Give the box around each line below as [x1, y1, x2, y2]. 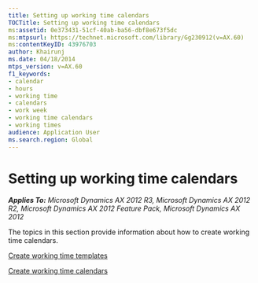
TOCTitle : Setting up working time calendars [8, 19, 160, 27]
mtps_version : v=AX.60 [8, 63, 83, 71]
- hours [8, 84, 34, 93]
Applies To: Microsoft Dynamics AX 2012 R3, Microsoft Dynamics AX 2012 [8, 196, 251, 205]
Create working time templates [8, 251, 108, 260]
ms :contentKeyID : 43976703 [8, 41, 97, 49]
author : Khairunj [8, 48, 65, 56]
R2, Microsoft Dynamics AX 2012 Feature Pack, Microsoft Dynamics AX [8, 204, 241, 213]
